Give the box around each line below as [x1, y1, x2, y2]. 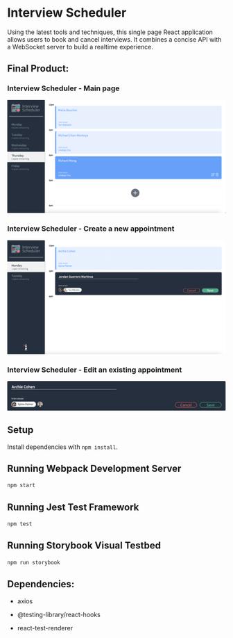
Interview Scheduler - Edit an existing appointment [7, 365, 182, 375]
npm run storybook [7, 559, 60, 566]
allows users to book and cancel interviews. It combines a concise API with [7, 35, 222, 43]
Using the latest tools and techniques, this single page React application [7, 28, 214, 36]
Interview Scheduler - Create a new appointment [7, 224, 175, 234]
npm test [7, 521, 33, 527]
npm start [7, 482, 36, 489]
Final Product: [7, 63, 69, 74]
